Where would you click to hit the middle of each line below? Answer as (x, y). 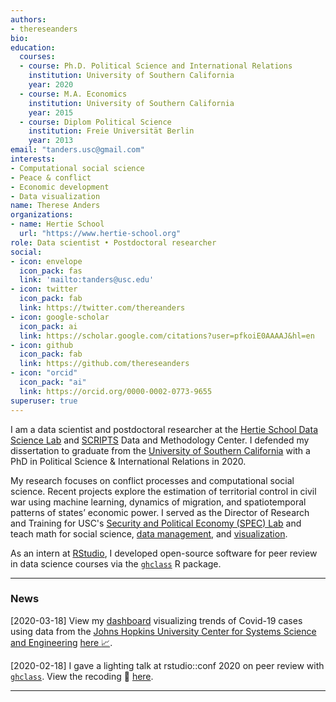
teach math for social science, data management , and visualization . (149, 533)
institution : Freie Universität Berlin (111, 131)
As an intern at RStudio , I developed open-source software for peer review (164, 553)
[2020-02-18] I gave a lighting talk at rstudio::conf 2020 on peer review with (167, 665)
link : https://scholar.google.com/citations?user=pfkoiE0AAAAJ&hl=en (167, 336)
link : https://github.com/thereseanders (104, 364)
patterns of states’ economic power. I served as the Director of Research (160, 512)
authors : (28, 19)
